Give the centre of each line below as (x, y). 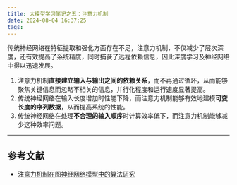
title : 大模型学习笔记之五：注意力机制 (58, 14)
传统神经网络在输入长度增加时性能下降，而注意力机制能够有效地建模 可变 (122, 98)
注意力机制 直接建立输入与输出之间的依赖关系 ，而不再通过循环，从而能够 (122, 80)
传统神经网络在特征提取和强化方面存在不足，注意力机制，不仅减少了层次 (112, 48)
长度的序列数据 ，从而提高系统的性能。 (73, 107)
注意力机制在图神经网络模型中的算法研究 (76, 174)
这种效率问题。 (45, 125)
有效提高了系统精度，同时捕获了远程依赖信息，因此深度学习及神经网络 (128, 56)
